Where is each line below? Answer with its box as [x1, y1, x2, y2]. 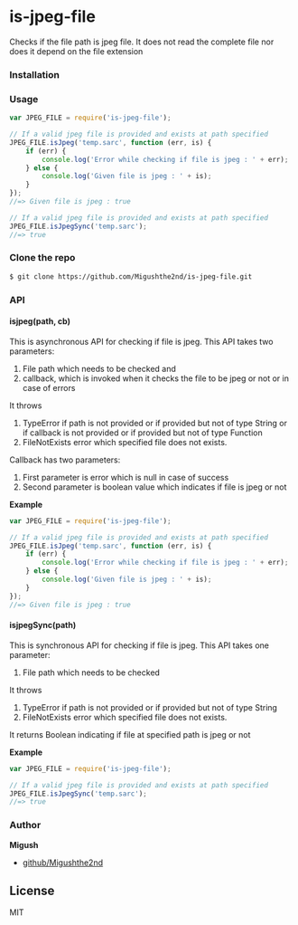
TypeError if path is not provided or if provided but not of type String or [22, 417, 287, 428]
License [9, 882, 55, 898]
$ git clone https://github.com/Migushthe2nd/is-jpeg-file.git [9, 272, 253, 281]
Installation [9, 68, 61, 81]
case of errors [22, 382, 76, 393]
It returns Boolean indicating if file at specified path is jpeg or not [9, 729, 251, 739]
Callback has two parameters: [9, 454, 121, 465]
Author [9, 819, 42, 832]
